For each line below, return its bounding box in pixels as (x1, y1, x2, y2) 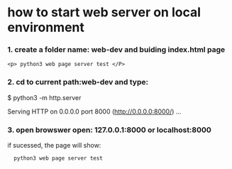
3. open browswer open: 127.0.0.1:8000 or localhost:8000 (7, 125, 211, 135)
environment (7, 19, 85, 36)
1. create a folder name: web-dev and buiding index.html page (7, 45, 226, 55)
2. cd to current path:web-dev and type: (7, 77, 149, 87)
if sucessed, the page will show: (7, 141, 101, 150)
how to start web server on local (7, 4, 201, 21)
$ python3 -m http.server (7, 93, 82, 102)
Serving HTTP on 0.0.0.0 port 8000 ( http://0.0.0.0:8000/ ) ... (7, 107, 182, 116)
